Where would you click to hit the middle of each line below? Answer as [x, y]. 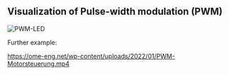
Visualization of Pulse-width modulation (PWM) [115, 12]
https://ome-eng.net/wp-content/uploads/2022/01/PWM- [91, 56]
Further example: [32, 42]
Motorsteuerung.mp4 [38, 64]
